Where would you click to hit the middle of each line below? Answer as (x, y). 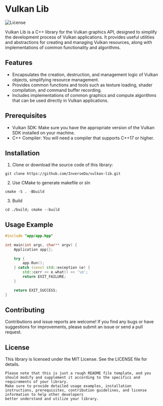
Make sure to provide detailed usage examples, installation (68, 386)
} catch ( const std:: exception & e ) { (52, 268)
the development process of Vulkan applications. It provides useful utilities (80, 37)
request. (13, 332)
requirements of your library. (37, 382)
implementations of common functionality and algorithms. (63, 47)
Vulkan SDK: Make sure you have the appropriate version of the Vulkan (83, 127)
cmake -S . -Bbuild (25, 192)
